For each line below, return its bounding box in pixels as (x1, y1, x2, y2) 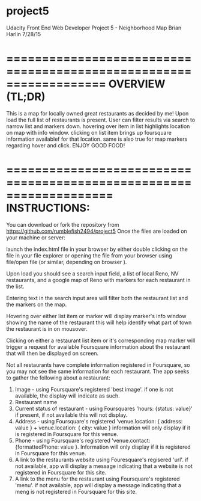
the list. (6, 283, 25, 290)
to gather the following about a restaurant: (6, 374, 110, 381)
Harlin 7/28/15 (6, 30, 41, 37)
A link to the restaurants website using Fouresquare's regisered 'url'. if (14, 456, 189, 463)
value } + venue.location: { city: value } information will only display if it (14, 424, 191, 431)
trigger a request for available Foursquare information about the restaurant (6, 343, 191, 350)
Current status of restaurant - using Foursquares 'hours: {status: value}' (14, 405, 193, 412)
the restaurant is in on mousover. (6, 325, 88, 332)
